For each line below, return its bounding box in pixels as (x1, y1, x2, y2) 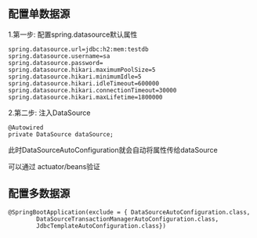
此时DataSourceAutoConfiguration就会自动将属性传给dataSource (8, 145, 218, 154)
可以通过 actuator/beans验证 (8, 161, 100, 171)
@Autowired (8, 124, 44, 132)
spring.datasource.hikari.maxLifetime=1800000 (8, 93, 163, 101)
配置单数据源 (8, 7, 71, 21)
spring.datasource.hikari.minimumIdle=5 (8, 73, 143, 81)
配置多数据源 (8, 187, 71, 200)
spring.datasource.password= (8, 59, 103, 67)
